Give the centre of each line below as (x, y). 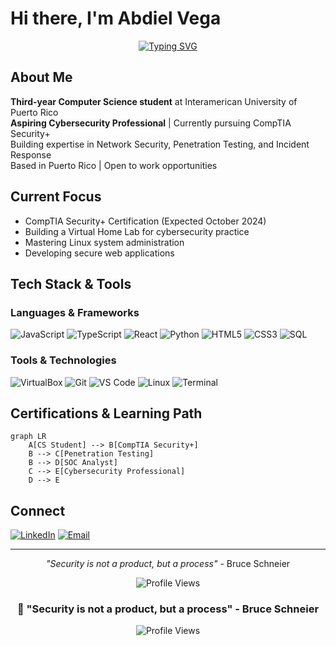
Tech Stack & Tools (71, 283)
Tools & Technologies (63, 360)
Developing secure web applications (99, 253)
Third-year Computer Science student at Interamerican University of (154, 101)
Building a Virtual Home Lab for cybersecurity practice (137, 231)
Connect (38, 510)
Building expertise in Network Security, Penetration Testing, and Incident (160, 144)
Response (31, 154)
